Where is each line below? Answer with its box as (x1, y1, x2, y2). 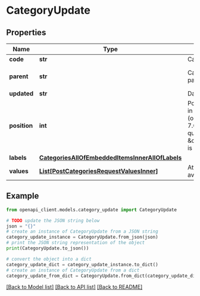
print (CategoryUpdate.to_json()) (6, 245, 89, 251)
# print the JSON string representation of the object (6, 240, 145, 246)
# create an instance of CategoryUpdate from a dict (6, 267, 140, 273)
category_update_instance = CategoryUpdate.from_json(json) (6, 234, 159, 240)
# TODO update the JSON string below (6, 217, 100, 224)
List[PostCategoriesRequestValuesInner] (39, 167, 158, 175)
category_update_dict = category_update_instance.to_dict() (6, 261, 159, 267)
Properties (6, 27, 46, 38)
